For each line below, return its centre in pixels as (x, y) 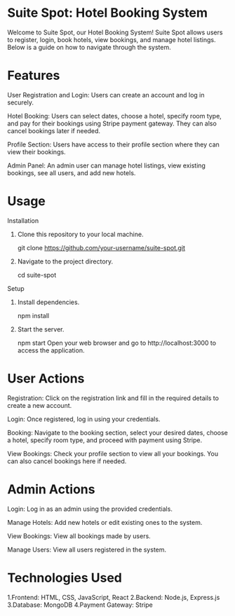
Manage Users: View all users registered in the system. (87, 549)
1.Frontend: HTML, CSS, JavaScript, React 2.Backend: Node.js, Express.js (114, 597)
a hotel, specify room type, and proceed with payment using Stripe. (105, 440)
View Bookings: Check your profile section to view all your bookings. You (113, 453)
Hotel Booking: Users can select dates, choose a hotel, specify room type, (115, 116)
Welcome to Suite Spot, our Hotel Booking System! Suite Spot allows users (115, 32)
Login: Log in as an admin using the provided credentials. (90, 509)
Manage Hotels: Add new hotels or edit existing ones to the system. (105, 522)
